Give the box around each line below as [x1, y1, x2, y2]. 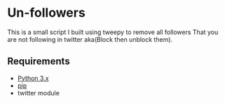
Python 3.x [17, 74, 49, 82]
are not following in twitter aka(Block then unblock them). [7, 35, 173, 43]
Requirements [7, 56, 70, 68]
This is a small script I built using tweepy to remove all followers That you [7, 28, 219, 36]
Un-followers [7, 5, 86, 21]
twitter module [17, 88, 60, 97]
